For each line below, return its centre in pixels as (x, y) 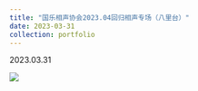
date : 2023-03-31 (42, 26)
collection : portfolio (52, 34)
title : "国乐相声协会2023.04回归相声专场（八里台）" (99, 18)
